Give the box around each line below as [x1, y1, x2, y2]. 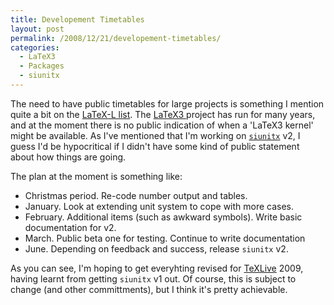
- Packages [19, 61, 65, 71]
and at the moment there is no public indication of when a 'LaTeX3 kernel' [10, 119, 314, 131]
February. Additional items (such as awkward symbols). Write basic [24, 211, 303, 223]
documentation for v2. [24, 221, 117, 233]
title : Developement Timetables [10, 14, 145, 25]
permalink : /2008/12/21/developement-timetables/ [10, 33, 222, 43]
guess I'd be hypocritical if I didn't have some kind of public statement [10, 140, 300, 152]
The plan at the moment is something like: [10, 170, 183, 182]
